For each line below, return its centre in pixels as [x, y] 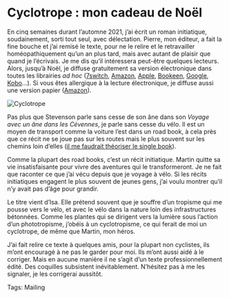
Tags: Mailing [26, 287]
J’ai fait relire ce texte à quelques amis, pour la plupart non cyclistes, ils [109, 244]
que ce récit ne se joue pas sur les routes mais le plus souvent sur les [106, 138]
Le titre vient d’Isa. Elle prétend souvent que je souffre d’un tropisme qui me [115, 202]
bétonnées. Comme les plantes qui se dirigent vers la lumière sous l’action [113, 216]
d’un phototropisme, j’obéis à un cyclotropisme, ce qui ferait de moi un [107, 224]
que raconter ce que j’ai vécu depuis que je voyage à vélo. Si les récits [107, 174]
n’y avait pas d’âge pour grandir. [53, 189]
